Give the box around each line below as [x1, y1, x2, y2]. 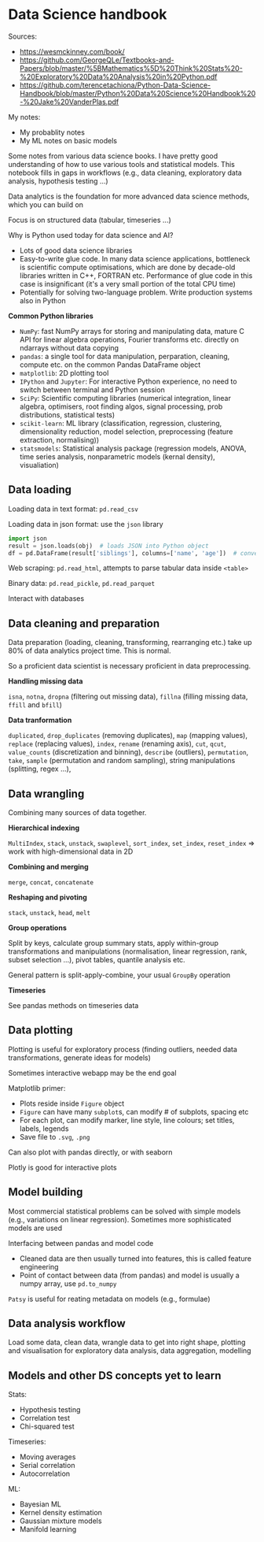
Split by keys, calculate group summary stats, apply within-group [8, 939, 218, 947]
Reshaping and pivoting [8, 892, 88, 902]
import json [8, 534, 47, 543]
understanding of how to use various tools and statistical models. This [8, 159, 236, 169]
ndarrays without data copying [19, 343, 119, 352]
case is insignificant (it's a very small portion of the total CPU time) [19, 279, 236, 288]
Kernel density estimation [19, 1508, 102, 1518]
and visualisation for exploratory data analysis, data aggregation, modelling [8, 1346, 251, 1355]
